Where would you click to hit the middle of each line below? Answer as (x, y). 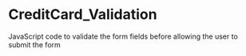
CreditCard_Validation (83, 15)
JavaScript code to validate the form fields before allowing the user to (123, 36)
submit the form (35, 44)
